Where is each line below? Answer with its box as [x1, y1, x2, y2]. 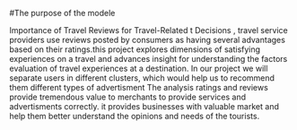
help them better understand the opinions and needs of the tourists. [9, 111, 260, 121]
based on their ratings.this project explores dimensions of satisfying [9, 44, 261, 55]
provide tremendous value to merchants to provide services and [9, 91, 247, 102]
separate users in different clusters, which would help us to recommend [9, 73, 275, 83]
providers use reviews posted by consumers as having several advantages [9, 35, 285, 45]
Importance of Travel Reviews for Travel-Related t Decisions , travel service [9, 25, 289, 35]
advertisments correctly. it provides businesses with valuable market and [9, 101, 280, 111]
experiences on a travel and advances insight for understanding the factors [9, 54, 288, 64]
